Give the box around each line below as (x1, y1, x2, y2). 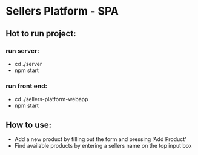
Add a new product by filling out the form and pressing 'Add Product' (14, 135, 187, 143)
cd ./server (14, 60, 42, 67)
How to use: (5, 119, 52, 130)
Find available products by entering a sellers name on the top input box (14, 142, 192, 149)
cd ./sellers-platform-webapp (14, 96, 88, 103)
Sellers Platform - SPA (5, 4, 119, 18)
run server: (5, 47, 40, 55)
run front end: (5, 82, 48, 90)
